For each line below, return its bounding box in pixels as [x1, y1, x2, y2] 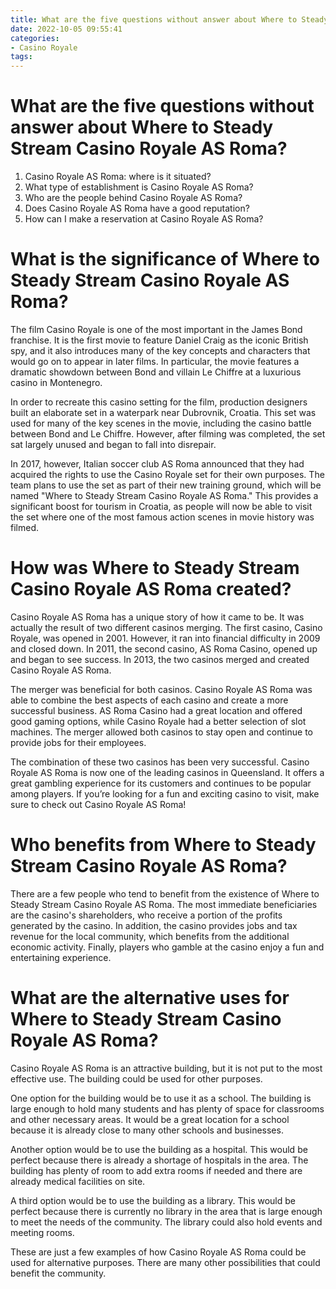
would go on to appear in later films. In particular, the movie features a [10, 356, 300, 367]
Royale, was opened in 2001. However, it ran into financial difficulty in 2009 [10, 632, 321, 644]
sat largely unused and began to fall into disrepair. [10, 439, 217, 450]
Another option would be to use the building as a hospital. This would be [10, 1143, 308, 1155]
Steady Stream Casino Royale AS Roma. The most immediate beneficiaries [10, 898, 318, 910]
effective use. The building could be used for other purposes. [10, 1072, 263, 1085]
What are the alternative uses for [10, 987, 290, 1010]
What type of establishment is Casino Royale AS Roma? [24, 181, 254, 193]
